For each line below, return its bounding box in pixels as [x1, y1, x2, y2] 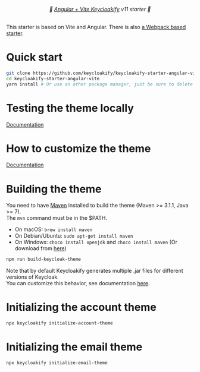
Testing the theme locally [6, 101, 134, 115]
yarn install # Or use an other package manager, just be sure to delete [6, 81, 193, 87]
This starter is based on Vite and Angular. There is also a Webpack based [6, 24, 186, 30]
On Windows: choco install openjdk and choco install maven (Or [14, 238, 177, 246]
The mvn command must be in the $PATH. [6, 215, 107, 222]
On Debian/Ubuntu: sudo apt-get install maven [14, 232, 133, 239]
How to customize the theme [6, 141, 151, 155]
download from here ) [14, 245, 67, 252]
